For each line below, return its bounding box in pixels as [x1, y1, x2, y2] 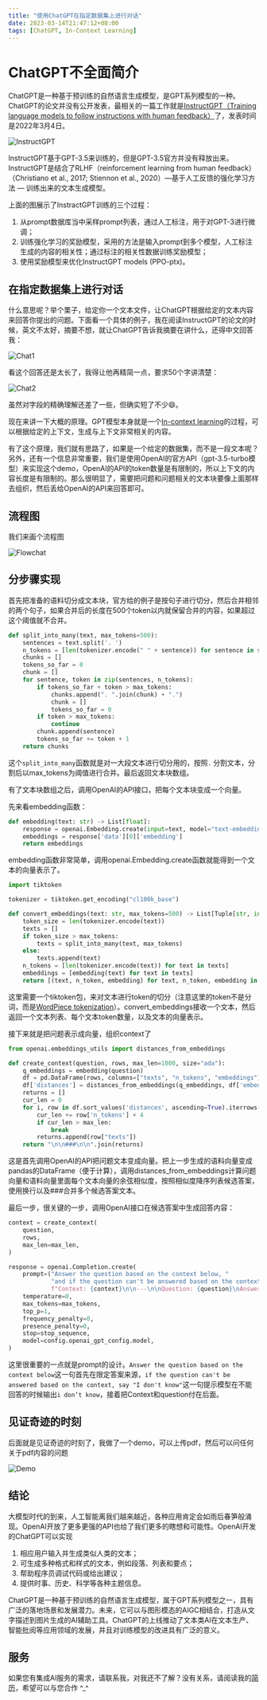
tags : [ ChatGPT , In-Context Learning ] [8, 26, 137, 34]
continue [50, 720, 80, 728]
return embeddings [22, 840, 83, 848]
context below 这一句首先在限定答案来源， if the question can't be [8, 1370, 230, 1379]
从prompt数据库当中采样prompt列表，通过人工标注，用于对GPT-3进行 [19, 217, 249, 227]
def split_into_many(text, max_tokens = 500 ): [8, 631, 158, 639]
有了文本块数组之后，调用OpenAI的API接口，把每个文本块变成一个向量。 [8, 784, 246, 794]
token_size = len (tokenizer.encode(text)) [22, 917, 165, 925]
